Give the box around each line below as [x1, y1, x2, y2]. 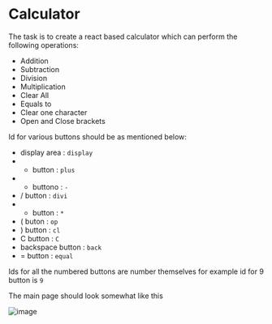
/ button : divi [19, 190, 67, 200]
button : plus [32, 164, 76, 174]
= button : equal [19, 250, 74, 260]
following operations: [8, 40, 80, 49]
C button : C [19, 233, 59, 243]
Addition [19, 56, 49, 66]
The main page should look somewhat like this [8, 291, 164, 301]
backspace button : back [19, 242, 102, 252]
